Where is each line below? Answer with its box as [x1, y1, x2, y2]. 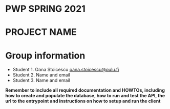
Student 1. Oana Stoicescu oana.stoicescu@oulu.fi [12, 67, 119, 73]
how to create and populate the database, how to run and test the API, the [5, 93, 165, 99]
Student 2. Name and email [12, 72, 71, 78]
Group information [5, 49, 86, 61]
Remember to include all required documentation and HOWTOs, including [5, 87, 165, 93]
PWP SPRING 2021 [5, 3, 86, 15]
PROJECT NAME [5, 26, 77, 38]
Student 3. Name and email [12, 77, 70, 84]
